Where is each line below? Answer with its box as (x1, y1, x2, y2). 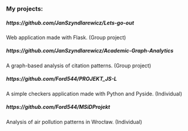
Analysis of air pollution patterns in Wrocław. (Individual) (6, 118, 143, 125)
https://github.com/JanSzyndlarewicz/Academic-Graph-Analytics (6, 47, 174, 54)
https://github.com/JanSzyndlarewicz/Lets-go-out (6, 19, 135, 26)
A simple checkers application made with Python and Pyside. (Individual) (6, 90, 183, 97)
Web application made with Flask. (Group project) (6, 34, 126, 41)
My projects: (6, 5, 43, 13)
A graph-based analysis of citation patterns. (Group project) (6, 62, 152, 69)
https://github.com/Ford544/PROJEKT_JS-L (6, 75, 117, 82)
